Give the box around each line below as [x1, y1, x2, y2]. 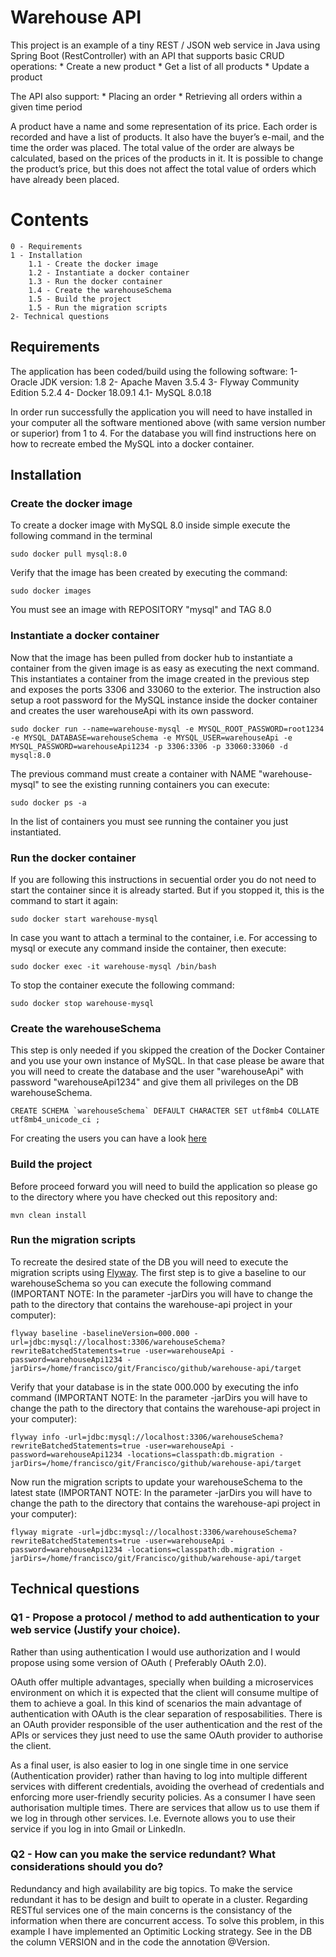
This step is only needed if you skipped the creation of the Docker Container [10, 1044, 325, 1056]
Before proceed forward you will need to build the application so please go [10, 1180, 318, 1192]
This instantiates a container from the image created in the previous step [10, 672, 310, 685]
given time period [10, 101, 83, 113]
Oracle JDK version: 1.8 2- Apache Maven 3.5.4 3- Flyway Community [10, 376, 300, 388]
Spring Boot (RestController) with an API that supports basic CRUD [10, 49, 285, 61]
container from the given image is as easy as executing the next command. [10, 662, 320, 674]
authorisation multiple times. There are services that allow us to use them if [10, 1801, 320, 1813]
